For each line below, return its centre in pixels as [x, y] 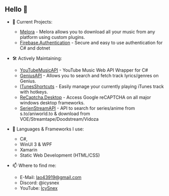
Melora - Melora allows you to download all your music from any [87, 32]
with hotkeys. [34, 92]
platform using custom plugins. [52, 37]
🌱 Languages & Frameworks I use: [48, 129]
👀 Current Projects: [32, 21]
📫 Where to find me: [34, 165]
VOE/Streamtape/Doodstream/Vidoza [59, 119]
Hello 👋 [16, 9]
